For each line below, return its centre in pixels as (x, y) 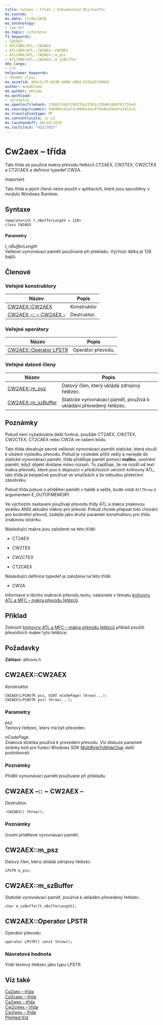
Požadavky (22, 648)
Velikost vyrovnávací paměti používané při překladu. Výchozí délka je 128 (78, 252)
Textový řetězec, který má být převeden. (46, 728)
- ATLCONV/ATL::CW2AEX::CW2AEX (37, 50)
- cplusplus (17, 100)
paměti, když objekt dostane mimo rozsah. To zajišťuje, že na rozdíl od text (80, 465)
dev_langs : (16, 64)
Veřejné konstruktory (31, 286)
